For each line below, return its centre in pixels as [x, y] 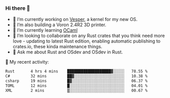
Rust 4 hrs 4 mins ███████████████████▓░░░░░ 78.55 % [76, 71]
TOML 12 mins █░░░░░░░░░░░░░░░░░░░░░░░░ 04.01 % [76, 86]
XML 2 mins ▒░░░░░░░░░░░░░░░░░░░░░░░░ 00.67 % [76, 90]
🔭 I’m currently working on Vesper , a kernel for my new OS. [75, 19]
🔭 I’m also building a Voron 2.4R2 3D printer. [59, 25]
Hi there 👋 [18, 8]
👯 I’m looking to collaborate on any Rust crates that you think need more [89, 36]
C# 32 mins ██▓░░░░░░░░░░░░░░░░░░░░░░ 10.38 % [76, 76]
